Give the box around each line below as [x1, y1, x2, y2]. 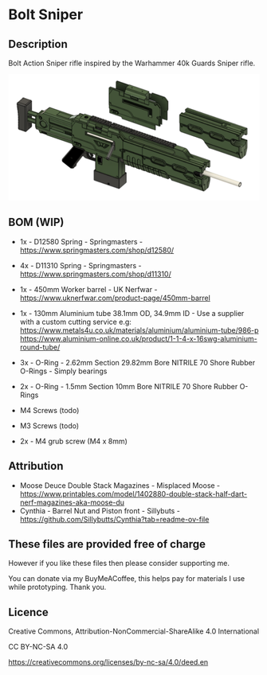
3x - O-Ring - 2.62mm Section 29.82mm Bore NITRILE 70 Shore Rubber [19, 357, 256, 367]
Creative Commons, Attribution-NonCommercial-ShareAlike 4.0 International [8, 626, 260, 636]
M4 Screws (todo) [19, 405, 80, 415]
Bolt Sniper [8, 6, 84, 24]
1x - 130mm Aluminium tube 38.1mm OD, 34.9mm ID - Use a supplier [19, 308, 245, 318]
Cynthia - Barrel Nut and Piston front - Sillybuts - [19, 505, 181, 515]
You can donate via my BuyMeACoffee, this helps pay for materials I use [8, 574, 245, 583]
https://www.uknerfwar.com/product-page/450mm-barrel [19, 293, 211, 302]
